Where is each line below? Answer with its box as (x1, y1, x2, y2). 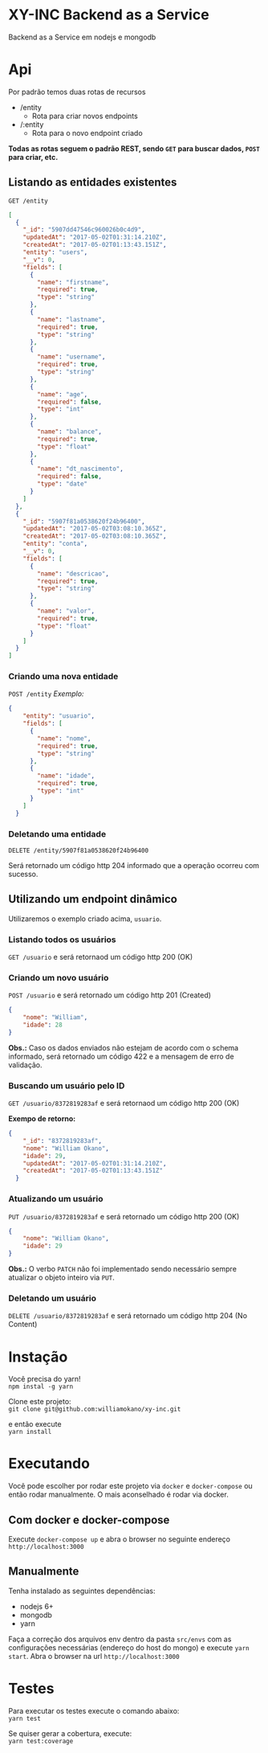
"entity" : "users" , (22, 248, 88, 256)
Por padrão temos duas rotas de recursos (8, 87, 146, 96)
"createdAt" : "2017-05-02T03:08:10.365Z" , (22, 532, 167, 540)
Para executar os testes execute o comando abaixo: (8, 1706, 180, 1715)
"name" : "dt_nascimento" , (37, 465, 124, 473)
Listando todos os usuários (8, 934, 116, 945)
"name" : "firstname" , (37, 278, 110, 286)
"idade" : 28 (22, 1021, 63, 1030)
